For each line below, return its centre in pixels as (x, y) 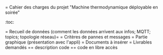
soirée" (12, 12)
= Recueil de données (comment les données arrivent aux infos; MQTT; (78, 31)
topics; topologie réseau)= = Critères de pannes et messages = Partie (76, 37)
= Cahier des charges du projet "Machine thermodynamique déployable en (81, 7)
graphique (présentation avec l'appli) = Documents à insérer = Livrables (79, 42)
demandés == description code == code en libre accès (61, 47)
